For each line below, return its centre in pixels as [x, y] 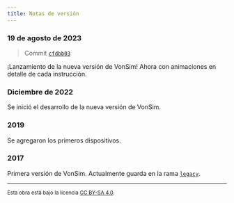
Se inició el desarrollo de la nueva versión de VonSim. [84, 107]
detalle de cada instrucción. [47, 74]
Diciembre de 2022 [40, 92]
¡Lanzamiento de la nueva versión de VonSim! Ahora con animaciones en [112, 66]
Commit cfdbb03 [47, 53]
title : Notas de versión [43, 14]
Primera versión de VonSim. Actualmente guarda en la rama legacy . [104, 173]
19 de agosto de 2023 [45, 38]
